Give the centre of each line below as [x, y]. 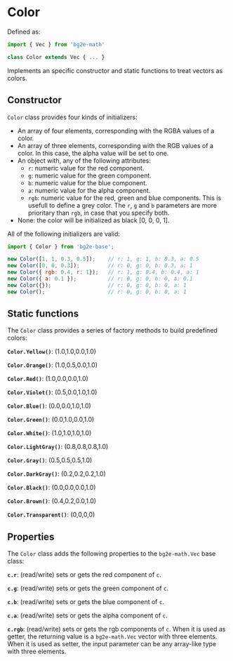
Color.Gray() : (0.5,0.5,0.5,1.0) [50, 460]
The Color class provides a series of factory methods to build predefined [112, 330]
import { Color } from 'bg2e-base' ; [61, 246]
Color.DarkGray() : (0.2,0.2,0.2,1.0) [57, 474]
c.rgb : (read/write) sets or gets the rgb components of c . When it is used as [116, 629]
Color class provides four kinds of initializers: [73, 117]
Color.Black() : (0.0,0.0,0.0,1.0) [52, 488]
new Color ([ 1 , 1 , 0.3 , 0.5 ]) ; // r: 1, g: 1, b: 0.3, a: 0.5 [103, 259]
